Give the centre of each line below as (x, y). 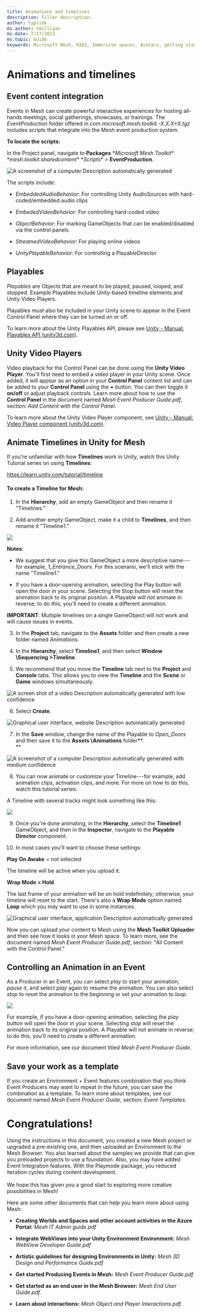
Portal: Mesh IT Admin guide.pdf (56, 1227)
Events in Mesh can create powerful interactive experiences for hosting (95, 110)
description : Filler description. (50, 17)
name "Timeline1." (38, 573)
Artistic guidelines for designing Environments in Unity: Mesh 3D (98, 1256)
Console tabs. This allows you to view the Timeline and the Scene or (101, 675)
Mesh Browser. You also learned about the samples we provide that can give (101, 1153)
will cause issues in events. (40, 621)
